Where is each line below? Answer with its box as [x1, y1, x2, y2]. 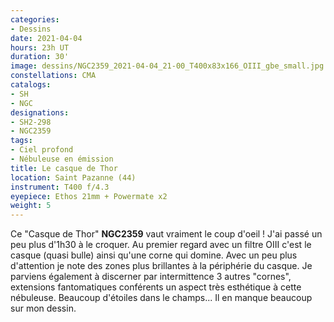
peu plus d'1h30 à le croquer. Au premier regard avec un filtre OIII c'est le [10, 239, 312, 251]
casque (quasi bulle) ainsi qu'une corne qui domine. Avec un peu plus [10, 249, 298, 261]
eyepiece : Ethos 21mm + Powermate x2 [10, 191, 168, 201]
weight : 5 [10, 201, 52, 211]
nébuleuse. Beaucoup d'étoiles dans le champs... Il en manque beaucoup [10, 292, 313, 304]
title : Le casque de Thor [10, 163, 118, 173]
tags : [10, 136, 33, 146]
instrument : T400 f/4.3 [10, 182, 110, 192]
